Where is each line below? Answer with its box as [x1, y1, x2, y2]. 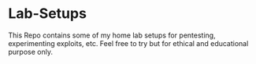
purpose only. [8, 47, 54, 56]
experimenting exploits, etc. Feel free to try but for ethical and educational [8, 38, 249, 48]
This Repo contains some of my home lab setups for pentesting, [8, 30, 216, 40]
